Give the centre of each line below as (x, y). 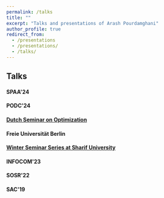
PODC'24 (19, 106)
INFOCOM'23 (24, 161)
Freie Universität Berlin (36, 133)
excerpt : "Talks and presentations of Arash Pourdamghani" (83, 23)
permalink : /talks (29, 12)
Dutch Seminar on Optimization (47, 119)
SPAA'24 (18, 91)
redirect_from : (26, 35)
